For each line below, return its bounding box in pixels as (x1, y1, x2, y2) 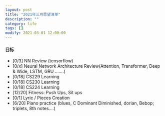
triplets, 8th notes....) (12, 106, 56, 112)
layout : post (5, 7, 32, 12)
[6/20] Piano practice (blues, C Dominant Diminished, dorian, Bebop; (12, 100, 154, 106)
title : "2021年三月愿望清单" (5, 12, 61, 17)
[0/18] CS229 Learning (12, 74, 60, 80)
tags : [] (5, 26, 23, 31)
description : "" (5, 16, 39, 21)
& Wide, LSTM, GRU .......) (12, 68, 66, 75)
